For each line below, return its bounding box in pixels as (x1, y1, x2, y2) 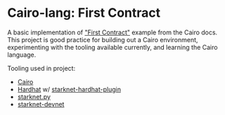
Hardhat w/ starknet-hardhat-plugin (17, 85, 122, 93)
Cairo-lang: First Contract (7, 5, 161, 21)
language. (7, 50, 37, 59)
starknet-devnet (17, 100, 65, 108)
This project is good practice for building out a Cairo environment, (7, 35, 198, 43)
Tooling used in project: (7, 64, 76, 72)
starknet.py (17, 93, 51, 101)
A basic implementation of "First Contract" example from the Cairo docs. (7, 28, 218, 36)
